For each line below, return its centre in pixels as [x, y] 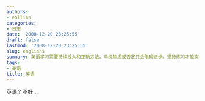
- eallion [19, 18]
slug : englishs [26, 51]
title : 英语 [20, 74]
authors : [17, 12]
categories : [21, 23]
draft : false [23, 40]
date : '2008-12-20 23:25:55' [43, 34]
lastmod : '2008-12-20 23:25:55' [47, 46]
